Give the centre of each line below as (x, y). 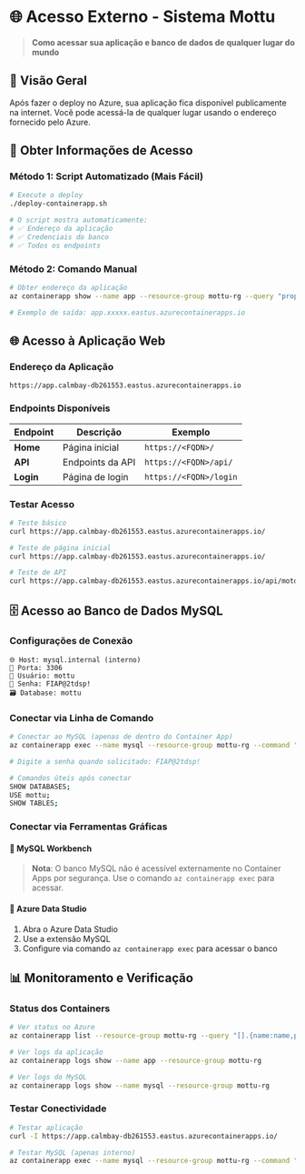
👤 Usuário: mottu (42, 676)
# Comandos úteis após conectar (70, 778)
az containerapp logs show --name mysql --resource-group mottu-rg (140, 1085)
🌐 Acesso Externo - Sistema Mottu (143, 17)
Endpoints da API (99, 462)
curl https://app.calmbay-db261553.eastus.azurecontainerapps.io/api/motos (156, 581)
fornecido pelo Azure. (50, 122)
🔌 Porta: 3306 (36, 667)
